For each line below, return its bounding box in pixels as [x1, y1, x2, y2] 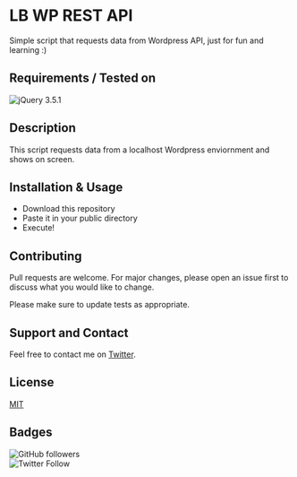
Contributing [9, 248, 82, 264]
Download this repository [21, 204, 115, 214]
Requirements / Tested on [9, 71, 157, 86]
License [9, 375, 55, 390]
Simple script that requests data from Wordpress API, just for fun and [9, 35, 264, 46]
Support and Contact [9, 325, 129, 341]
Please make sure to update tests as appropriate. [9, 299, 191, 310]
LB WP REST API [9, 5, 133, 26]
